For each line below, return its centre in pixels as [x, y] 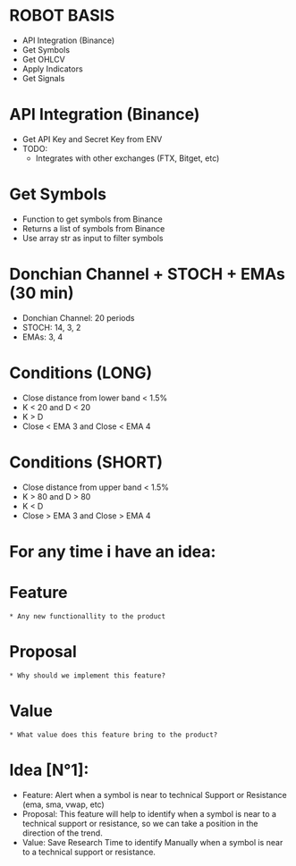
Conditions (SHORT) [86, 462]
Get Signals [43, 78]
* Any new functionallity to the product [88, 616]
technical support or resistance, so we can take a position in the [140, 823]
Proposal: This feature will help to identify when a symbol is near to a [149, 813]
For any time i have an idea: [113, 551]
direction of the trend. [62, 833]
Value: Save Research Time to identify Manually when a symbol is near [152, 842]
